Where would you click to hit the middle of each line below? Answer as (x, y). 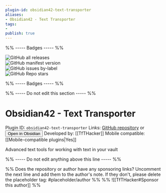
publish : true (20, 33)
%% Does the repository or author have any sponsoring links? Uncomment (83, 169)
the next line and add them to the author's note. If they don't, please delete (83, 174)
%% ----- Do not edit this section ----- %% (51, 93)
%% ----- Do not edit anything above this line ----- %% (63, 159)
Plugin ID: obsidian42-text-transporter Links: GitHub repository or (75, 127)
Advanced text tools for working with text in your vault (62, 149)
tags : (11, 24)
